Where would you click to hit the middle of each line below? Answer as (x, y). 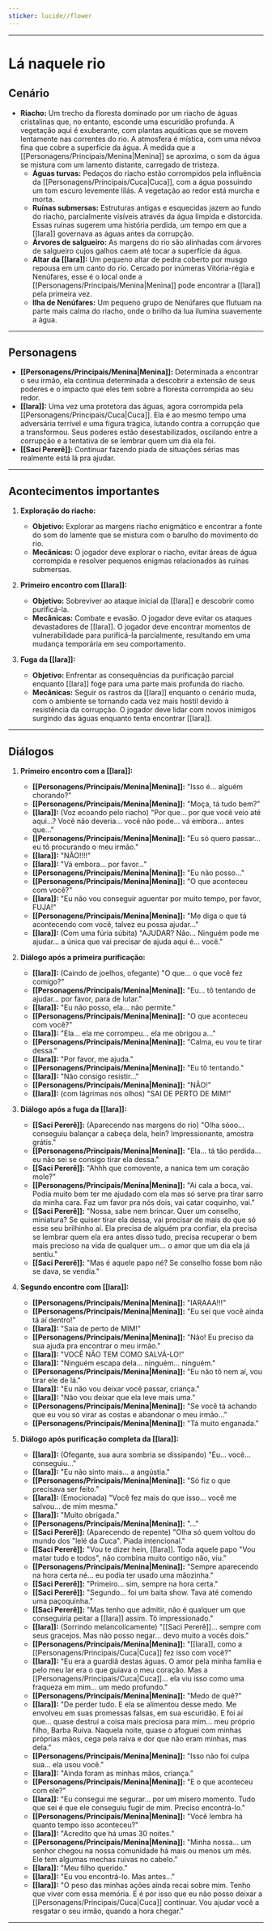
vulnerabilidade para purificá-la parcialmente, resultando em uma (141, 635)
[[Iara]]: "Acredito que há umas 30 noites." (103, 1834)
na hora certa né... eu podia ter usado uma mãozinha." (123, 1575)
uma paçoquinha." (62, 1601)
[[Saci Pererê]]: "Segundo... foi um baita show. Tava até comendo (142, 1592)
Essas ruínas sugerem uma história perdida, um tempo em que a (139, 224)
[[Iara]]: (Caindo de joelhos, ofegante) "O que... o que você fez (137, 973)
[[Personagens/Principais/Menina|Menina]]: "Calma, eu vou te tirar (147, 1042)
